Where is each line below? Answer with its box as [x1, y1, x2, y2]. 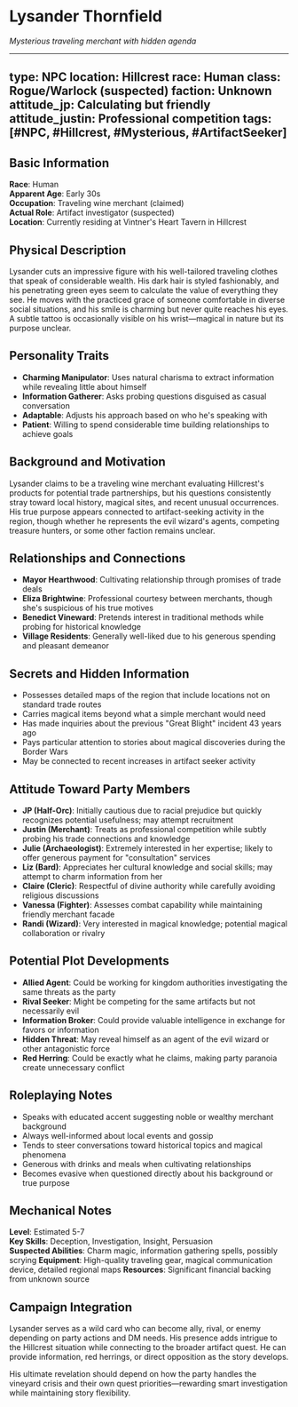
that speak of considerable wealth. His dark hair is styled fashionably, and [9, 275, 279, 286]
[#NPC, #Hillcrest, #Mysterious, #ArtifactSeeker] [9, 125, 287, 140]
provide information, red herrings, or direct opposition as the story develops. [9, 1352, 289, 1363]
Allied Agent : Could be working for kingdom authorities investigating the [21, 977, 288, 988]
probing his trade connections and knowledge [21, 833, 191, 845]
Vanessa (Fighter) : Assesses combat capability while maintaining [21, 900, 263, 910]
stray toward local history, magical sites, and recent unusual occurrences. [9, 497, 279, 507]
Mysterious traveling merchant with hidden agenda [9, 36, 197, 46]
